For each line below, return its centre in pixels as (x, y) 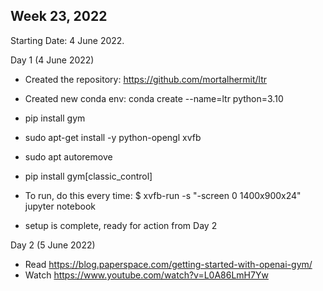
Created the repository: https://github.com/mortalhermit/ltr (146, 79)
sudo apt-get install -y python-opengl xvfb (113, 137)
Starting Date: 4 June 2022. (67, 40)
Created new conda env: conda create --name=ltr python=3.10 (154, 98)
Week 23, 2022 (59, 16)
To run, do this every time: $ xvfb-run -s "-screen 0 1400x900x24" (163, 195)
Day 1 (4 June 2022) (52, 60)
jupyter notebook (60, 206)
